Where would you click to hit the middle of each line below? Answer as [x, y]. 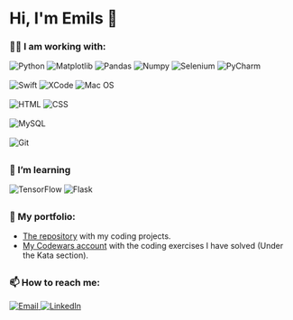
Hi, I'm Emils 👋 [64, 18]
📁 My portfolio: [43, 216]
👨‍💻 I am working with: [58, 47]
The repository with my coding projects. [96, 236]
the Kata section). [55, 255]
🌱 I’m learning [40, 169]
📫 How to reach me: [55, 283]
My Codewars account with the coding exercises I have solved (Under [153, 246]
